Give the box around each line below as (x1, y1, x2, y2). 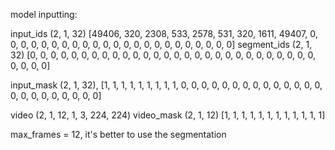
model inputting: (10, 9, 78, 20)
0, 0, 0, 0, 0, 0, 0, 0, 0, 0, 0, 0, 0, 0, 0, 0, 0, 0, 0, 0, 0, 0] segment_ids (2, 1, (10, 39, 313, 50)
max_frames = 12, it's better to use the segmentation (10, 129, 227, 140)
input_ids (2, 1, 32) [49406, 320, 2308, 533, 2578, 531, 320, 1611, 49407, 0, (10, 28, 318, 39)
